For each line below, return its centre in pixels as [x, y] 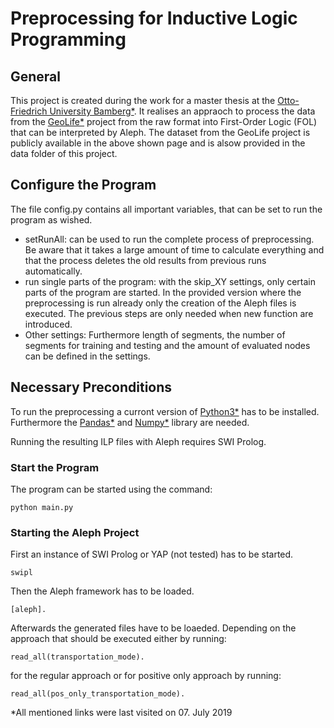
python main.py [42, 507]
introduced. [48, 324]
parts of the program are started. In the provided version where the [163, 292]
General [36, 76]
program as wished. [51, 219]
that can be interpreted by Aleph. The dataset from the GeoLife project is [160, 132]
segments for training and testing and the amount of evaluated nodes [167, 345]
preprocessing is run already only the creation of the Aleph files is [160, 303]
